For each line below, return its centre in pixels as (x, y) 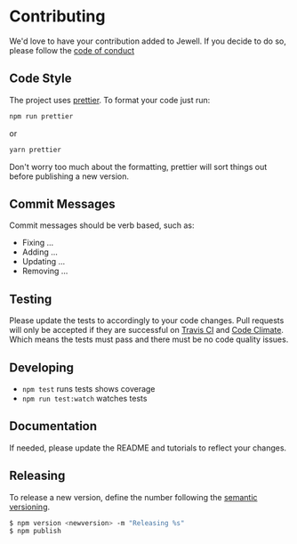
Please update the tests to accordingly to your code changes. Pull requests (147, 321)
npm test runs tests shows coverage (88, 388)
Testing (31, 299)
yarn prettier (36, 150)
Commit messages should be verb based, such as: (102, 225)
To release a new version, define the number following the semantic (133, 497)
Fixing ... (38, 243)
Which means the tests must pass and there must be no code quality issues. (149, 339)
